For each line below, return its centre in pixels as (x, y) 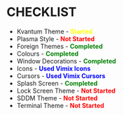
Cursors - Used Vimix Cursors (61, 76)
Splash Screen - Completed (57, 83)
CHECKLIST (42, 12)
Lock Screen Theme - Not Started (66, 91)
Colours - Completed (48, 54)
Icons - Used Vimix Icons (54, 68)
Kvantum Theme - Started (55, 31)
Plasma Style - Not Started (56, 38)
